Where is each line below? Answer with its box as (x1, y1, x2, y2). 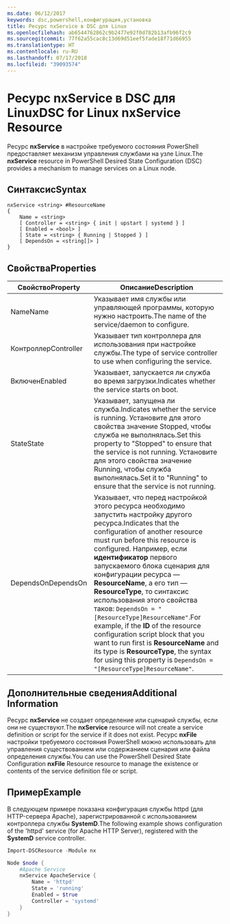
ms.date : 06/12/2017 (7, 10, 66, 17)
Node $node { (7, 860, 44, 867)
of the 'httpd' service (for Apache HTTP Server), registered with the (7, 826, 199, 835)
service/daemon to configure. (93, 320, 190, 329)
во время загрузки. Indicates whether (93, 376, 216, 386)
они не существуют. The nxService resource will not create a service (7, 723, 203, 731)
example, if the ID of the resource (93, 621, 201, 630)
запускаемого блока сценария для (93, 561, 210, 571)
